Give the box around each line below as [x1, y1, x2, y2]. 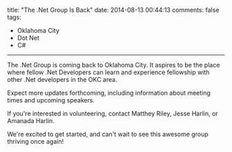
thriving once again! [7, 138, 64, 145]
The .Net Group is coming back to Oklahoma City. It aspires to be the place [7, 61, 220, 69]
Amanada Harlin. [7, 117, 55, 124]
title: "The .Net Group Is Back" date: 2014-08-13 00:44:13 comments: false [7, 6, 220, 14]
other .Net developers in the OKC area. [7, 76, 117, 83]
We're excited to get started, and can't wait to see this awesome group [7, 130, 209, 138]
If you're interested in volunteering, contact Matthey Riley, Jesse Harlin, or [7, 109, 219, 118]
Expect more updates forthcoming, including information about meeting [7, 89, 211, 97]
